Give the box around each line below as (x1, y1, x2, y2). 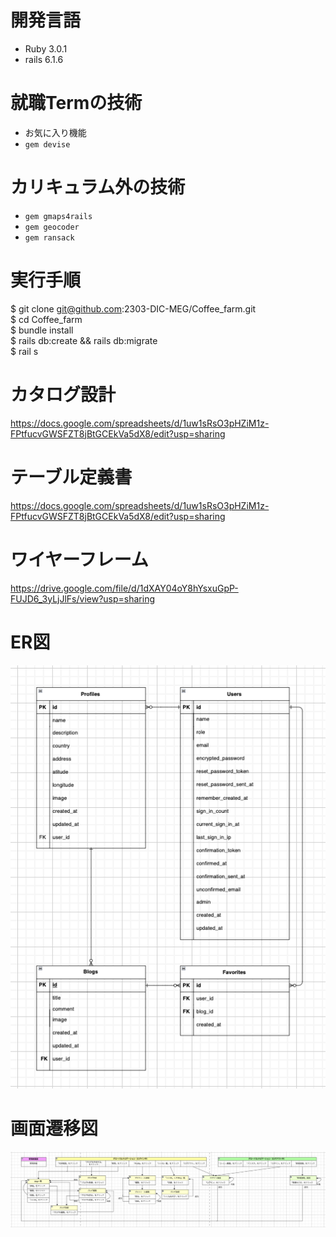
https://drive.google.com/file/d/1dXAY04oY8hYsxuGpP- (10, 582, 239, 594)
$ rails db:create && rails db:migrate (10, 334, 158, 346)
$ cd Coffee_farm (10, 313, 83, 325)
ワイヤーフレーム (10, 548, 149, 571)
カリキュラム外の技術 (10, 176, 186, 199)
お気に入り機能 (24, 126, 87, 138)
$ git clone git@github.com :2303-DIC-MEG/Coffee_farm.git (10, 302, 257, 315)
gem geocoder (24, 222, 80, 232)
